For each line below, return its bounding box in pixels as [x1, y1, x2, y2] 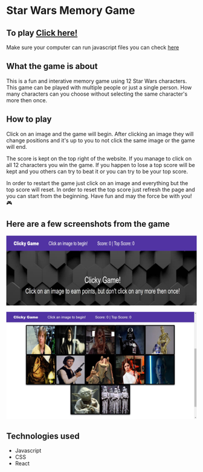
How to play [6, 114, 52, 125]
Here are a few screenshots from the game [6, 219, 170, 229]
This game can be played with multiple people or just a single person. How [6, 84, 192, 91]
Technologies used [6, 431, 80, 441]
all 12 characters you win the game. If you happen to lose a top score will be [6, 161, 195, 168]
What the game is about [6, 61, 98, 71]
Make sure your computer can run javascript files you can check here [6, 44, 179, 51]
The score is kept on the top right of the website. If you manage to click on [6, 155, 192, 162]
